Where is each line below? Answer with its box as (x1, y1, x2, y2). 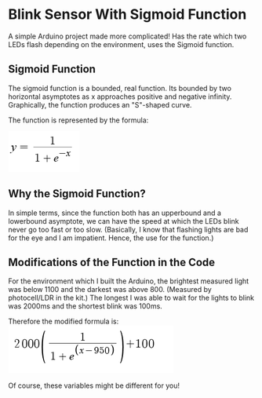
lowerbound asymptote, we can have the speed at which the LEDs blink (8, 216, 239, 225)
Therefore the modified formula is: (8, 316, 119, 327)
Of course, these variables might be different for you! (8, 381, 180, 390)
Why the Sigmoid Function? (8, 187, 147, 201)
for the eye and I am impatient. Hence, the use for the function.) (8, 233, 214, 243)
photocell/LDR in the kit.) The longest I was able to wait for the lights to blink (8, 293, 255, 303)
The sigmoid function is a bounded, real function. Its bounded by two (8, 83, 231, 93)
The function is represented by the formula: (8, 115, 149, 125)
